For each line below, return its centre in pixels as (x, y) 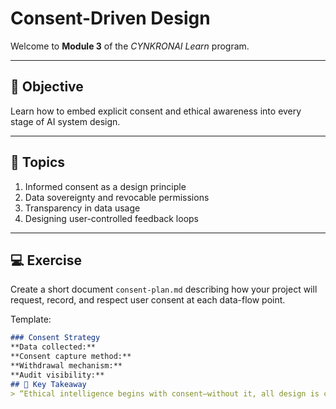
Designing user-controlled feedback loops (112, 218)
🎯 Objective (47, 87)
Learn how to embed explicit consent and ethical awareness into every (156, 111)
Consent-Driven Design (110, 18)
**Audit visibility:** (57, 375)
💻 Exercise (46, 260)
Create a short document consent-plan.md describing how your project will (164, 289)
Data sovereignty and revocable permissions (117, 197)
